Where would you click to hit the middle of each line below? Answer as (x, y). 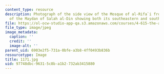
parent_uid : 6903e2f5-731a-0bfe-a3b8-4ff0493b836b (58, 50)
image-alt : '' (24, 46)
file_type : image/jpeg (28, 28)
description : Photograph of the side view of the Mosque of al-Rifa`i (78, 14)
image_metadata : (21, 32)
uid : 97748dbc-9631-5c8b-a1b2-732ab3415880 (50, 64)
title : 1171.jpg (21, 59)
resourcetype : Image (26, 55)
